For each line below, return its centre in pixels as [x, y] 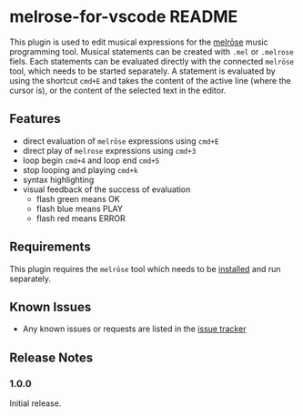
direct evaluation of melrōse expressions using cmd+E [121, 141]
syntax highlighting [58, 179]
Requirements [50, 247]
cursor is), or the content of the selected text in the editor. [118, 90]
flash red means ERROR [81, 218]
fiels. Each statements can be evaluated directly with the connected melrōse [151, 61]
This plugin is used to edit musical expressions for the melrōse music [139, 42]
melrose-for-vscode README [124, 17]
